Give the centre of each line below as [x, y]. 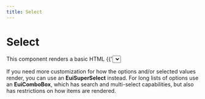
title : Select [24, 12]
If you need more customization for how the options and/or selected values [101, 71]
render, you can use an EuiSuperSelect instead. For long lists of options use [102, 78]
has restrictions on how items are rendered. [61, 90]
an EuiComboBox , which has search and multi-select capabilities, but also [100, 84]
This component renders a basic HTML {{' [59, 59]
